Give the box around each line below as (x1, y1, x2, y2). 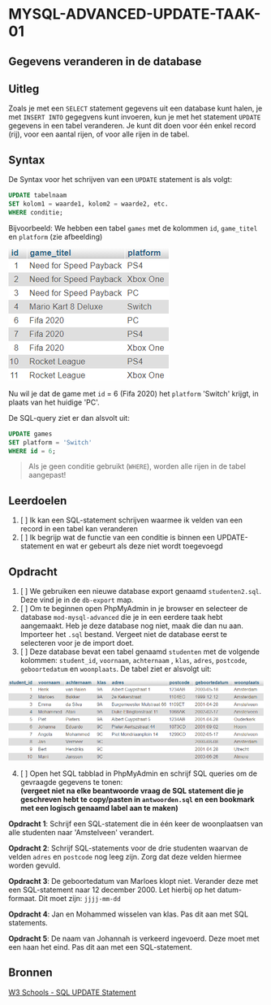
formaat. (8, 894, 37, 903)
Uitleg (8, 82, 40, 96)
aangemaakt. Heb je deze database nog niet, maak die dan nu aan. (19, 621, 243, 630)
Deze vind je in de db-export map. (19, 595, 134, 605)
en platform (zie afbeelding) (8, 232, 103, 241)
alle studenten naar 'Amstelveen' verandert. (8, 828, 154, 838)
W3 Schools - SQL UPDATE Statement (8, 987, 136, 997)
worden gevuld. (8, 860, 61, 870)
